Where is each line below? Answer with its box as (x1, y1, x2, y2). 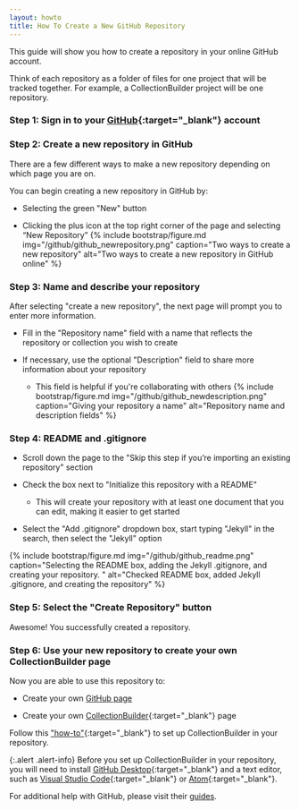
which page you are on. (9, 167, 96, 179)
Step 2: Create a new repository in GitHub (9, 138, 194, 150)
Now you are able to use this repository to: (9, 675, 166, 686)
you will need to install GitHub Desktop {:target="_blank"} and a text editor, (9, 763, 283, 774)
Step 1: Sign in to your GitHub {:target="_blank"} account (9, 114, 261, 126)
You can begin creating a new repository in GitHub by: (9, 185, 208, 196)
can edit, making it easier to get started (35, 507, 180, 517)
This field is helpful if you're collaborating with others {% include (35, 381, 274, 392)
